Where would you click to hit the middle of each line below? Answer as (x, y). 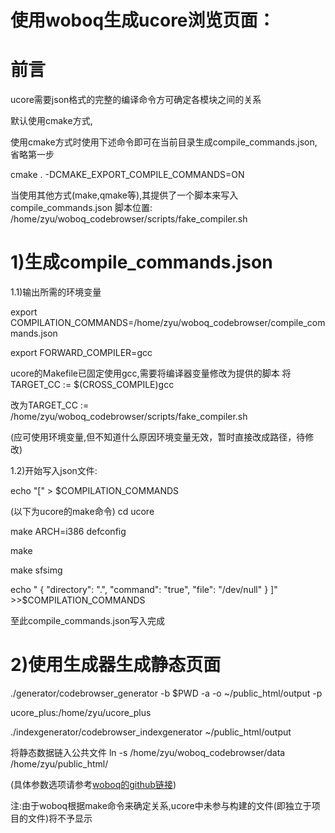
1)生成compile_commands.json (141, 262)
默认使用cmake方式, (51, 121)
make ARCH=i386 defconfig (68, 532)
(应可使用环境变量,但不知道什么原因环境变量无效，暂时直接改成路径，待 (158, 437)
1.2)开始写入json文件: (54, 471)
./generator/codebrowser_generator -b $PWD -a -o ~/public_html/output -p (166, 693)
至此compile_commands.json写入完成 (88, 621)
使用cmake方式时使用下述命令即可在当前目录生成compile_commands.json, (164, 142)
